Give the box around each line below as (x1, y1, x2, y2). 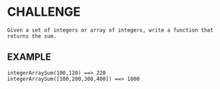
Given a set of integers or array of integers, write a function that (7, 27, 214, 34)
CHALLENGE (7, 4, 81, 20)
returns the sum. (7, 32, 57, 40)
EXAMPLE (7, 51, 52, 63)
